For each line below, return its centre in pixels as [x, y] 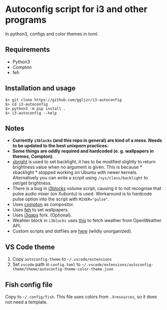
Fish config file [29, 285]
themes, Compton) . [33, 156]
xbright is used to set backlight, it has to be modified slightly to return [84, 162]
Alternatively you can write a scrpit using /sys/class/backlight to [80, 178]
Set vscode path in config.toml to [46, 264]
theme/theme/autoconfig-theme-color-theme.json [63, 269]
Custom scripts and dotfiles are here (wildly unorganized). [72, 231]
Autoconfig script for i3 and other [76, 9]
